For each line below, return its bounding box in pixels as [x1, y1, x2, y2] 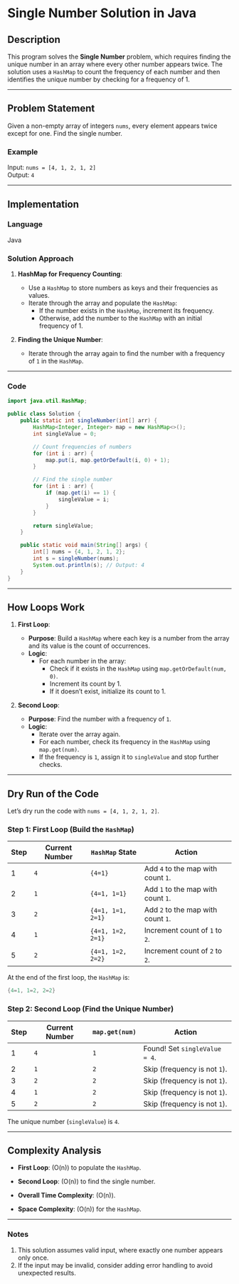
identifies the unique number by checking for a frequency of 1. [7, 75, 191, 84]
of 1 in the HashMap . [28, 357, 84, 366]
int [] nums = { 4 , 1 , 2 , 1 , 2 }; [33, 548, 126, 556]
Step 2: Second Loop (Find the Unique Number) [7, 1004, 174, 1014]
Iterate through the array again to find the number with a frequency [28, 349, 225, 358]
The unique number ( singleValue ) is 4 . [7, 1117, 119, 1125]
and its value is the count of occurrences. [28, 641, 151, 651]
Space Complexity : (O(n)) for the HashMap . [17, 1205, 142, 1213]
